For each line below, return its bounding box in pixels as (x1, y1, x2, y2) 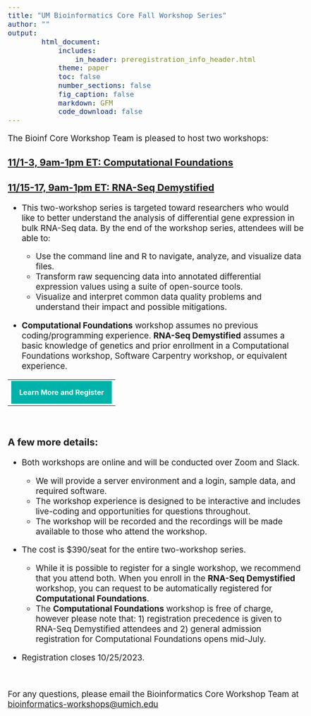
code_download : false (58, 107, 143, 116)
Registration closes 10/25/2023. (21, 652, 145, 663)
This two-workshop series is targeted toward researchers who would (21, 202, 289, 214)
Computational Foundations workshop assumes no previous (21, 320, 258, 331)
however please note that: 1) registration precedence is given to (35, 613, 282, 624)
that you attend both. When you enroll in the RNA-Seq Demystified (35, 572, 296, 584)
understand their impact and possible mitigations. (35, 302, 228, 313)
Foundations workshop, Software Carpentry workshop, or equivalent (21, 350, 288, 362)
